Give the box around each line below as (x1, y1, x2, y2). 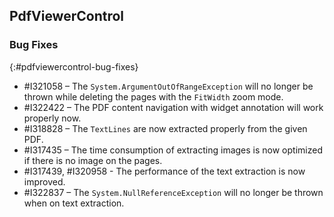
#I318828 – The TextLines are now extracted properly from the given (23, 122, 308, 134)
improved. (23, 175, 66, 188)
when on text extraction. (23, 197, 125, 209)
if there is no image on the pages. (23, 154, 163, 166)
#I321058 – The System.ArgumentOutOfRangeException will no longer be (23, 80, 314, 92)
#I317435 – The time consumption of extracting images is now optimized (23, 144, 323, 156)
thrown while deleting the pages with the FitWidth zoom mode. (23, 90, 284, 103)
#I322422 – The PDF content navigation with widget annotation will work (23, 101, 324, 113)
